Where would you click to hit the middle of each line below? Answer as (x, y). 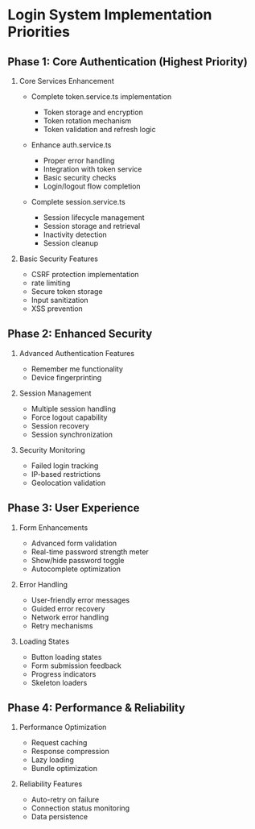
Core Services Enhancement (66, 81)
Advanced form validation (74, 543)
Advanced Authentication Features (76, 353)
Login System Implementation (110, 15)
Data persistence (60, 817)
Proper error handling (79, 160)
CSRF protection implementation (85, 274)
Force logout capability (69, 417)
